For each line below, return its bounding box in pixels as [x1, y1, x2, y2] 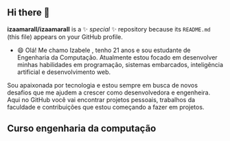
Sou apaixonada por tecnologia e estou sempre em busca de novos [7, 81, 198, 89]
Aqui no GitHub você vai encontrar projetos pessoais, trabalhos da [7, 95, 196, 103]
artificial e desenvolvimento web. [16, 68, 111, 76]
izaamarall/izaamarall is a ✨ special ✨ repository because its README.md [7, 25, 211, 33]
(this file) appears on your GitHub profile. [7, 32, 124, 41]
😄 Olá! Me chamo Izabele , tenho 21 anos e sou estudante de [16, 46, 191, 54]
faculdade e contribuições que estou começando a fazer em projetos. [7, 103, 205, 111]
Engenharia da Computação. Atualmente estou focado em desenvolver [16, 53, 218, 62]
